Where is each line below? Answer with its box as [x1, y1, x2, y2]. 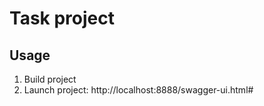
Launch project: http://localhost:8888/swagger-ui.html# [23, 84, 254, 96]
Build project [23, 73, 77, 85]
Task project [9, 7, 115, 30]
